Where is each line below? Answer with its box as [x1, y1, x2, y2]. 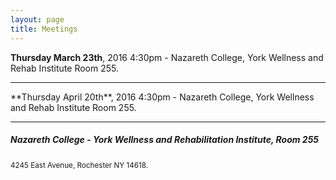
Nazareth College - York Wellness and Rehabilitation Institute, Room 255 [10, 134, 320, 146]
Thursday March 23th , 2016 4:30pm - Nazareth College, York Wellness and [10, 51, 324, 63]
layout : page [10, 14, 65, 25]
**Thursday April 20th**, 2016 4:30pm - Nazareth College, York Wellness [10, 91, 315, 103]
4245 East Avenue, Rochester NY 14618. [10, 161, 149, 171]
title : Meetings [10, 24, 78, 34]
